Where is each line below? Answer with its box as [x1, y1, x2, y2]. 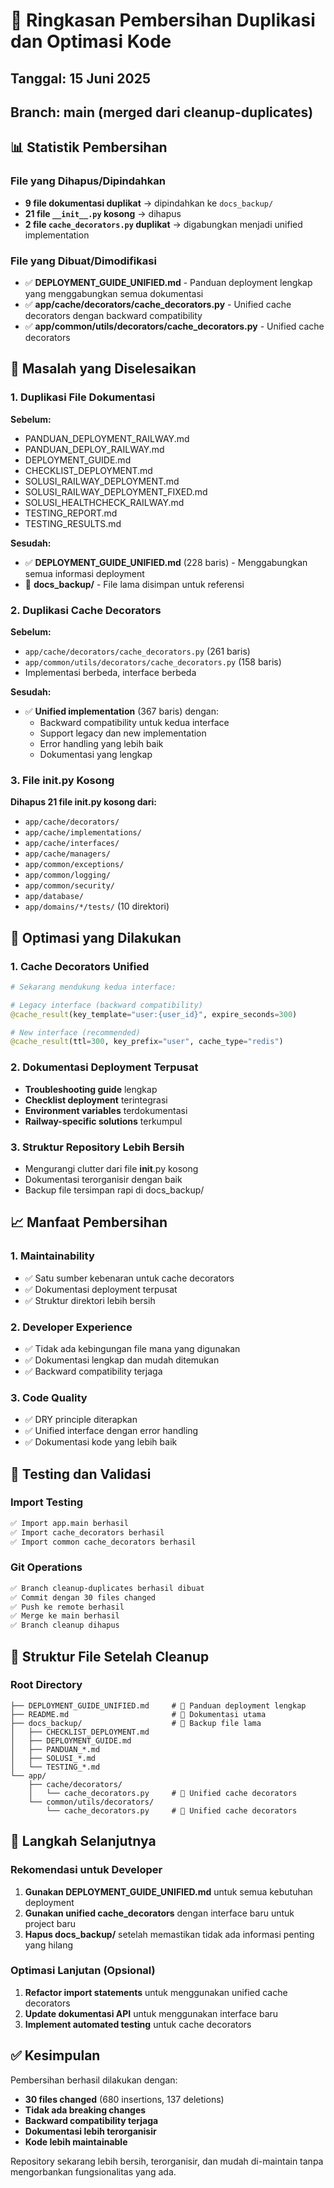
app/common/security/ [24, 881, 115, 891]
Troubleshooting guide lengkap [24, 1083, 158, 1095]
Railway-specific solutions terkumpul [24, 1115, 183, 1127]
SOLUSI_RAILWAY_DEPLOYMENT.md [24, 475, 180, 487]
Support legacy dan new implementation [39, 727, 207, 739]
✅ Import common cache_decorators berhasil [10, 1537, 197, 1547]
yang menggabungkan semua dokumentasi [24, 287, 204, 299]
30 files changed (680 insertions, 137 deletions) [24, 2093, 225, 2105]
